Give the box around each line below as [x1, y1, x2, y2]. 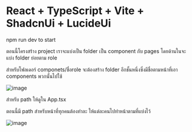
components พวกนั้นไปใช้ [6, 72, 63, 80]
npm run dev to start [6, 36, 56, 43]
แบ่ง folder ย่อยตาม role [6, 54, 57, 61]
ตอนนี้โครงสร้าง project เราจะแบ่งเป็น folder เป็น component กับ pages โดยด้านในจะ [6, 47, 186, 54]
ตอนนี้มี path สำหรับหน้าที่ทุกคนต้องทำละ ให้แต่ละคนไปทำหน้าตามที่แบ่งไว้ [6, 107, 151, 114]
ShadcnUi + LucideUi [6, 16, 111, 30]
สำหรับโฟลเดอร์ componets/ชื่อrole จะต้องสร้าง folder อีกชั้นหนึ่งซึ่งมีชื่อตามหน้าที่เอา [6, 66, 178, 73]
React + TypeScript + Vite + [6, 4, 145, 18]
